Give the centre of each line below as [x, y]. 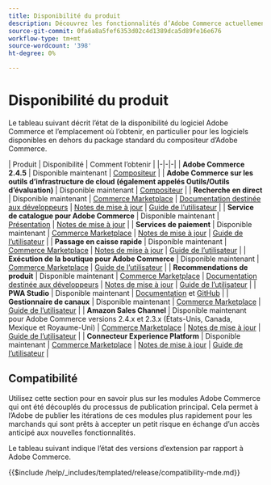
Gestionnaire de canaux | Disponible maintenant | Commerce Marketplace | [135, 302]
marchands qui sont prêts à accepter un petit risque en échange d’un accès [134, 424]
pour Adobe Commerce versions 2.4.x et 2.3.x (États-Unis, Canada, [121, 318]
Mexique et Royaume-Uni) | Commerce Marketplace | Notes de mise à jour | [135, 327]
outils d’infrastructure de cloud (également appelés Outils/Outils [119, 181]
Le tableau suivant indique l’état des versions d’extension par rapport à [126, 448]
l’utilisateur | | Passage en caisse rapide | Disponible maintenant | [118, 241]
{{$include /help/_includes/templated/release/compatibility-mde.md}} [124, 472]
